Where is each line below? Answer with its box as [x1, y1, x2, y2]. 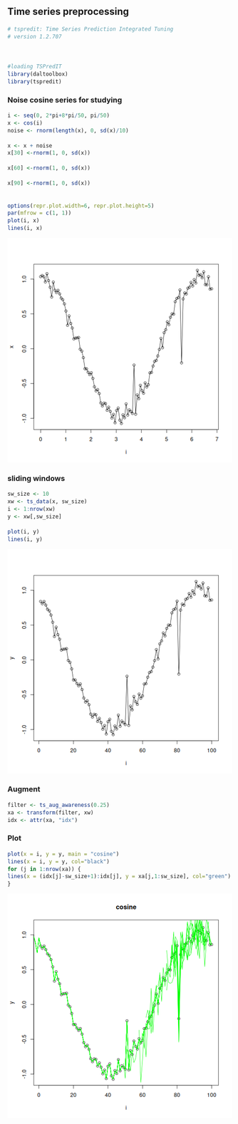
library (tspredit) [7, 78, 62, 85]
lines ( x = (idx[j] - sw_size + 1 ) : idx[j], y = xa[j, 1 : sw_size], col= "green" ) [7, 873, 232, 880]
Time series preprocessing [7, 6, 130, 18]
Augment [7, 784, 41, 794]
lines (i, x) [7, 224, 43, 232]
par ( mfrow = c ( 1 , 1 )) [7, 209, 72, 217]
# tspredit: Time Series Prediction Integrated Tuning [7, 25, 174, 33]
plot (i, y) [7, 528, 40, 535]
